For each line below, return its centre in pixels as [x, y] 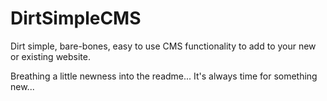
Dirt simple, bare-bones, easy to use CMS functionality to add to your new [163, 46]
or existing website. [50, 56]
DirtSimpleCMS [76, 18]
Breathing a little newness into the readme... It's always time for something [164, 76]
